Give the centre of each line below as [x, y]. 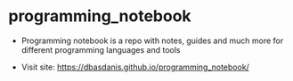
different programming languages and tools [101, 49]
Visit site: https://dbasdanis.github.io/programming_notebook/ [135, 67]
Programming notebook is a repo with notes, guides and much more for [152, 40]
